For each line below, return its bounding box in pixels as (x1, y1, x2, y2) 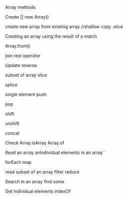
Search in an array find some (5, 178, 65, 184)
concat (5, 130, 20, 136)
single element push (5, 91, 47, 97)
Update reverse (5, 62, 37, 68)
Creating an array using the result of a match (5, 33, 97, 39)
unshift (5, 120, 19, 126)
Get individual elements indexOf (5, 188, 71, 194)
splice (5, 82, 17, 87)
